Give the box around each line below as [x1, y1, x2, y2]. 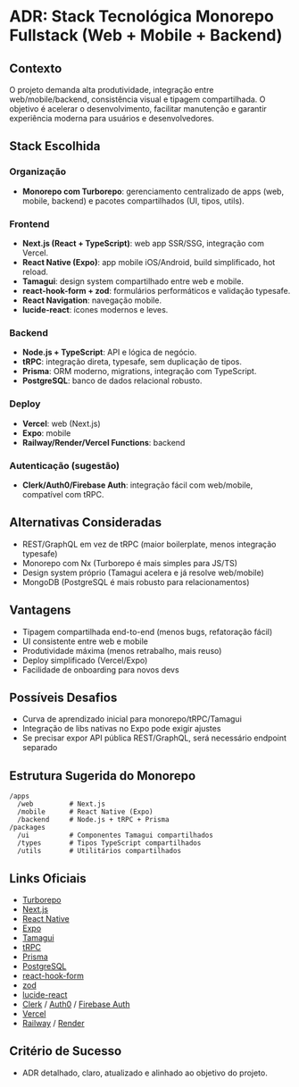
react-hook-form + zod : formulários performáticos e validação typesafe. [21, 285, 291, 296]
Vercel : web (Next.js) [21, 418, 101, 429]
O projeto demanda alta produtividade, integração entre [9, 85, 214, 95]
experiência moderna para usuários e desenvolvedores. [9, 113, 214, 123]
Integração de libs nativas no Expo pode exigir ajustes [21, 723, 221, 734]
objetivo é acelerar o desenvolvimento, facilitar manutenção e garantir [9, 104, 268, 113]
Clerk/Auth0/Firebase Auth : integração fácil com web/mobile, [21, 480, 253, 490]
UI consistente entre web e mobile [21, 636, 149, 647]
